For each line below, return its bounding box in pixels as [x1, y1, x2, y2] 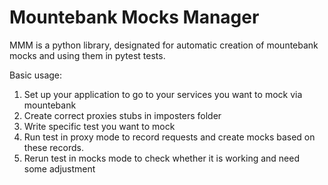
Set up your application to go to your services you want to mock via [23, 88, 303, 100]
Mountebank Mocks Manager [9, 6, 260, 29]
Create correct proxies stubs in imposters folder [23, 109, 222, 121]
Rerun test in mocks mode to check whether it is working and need [23, 152, 300, 164]
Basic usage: [9, 69, 63, 81]
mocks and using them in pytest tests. [9, 49, 166, 61]
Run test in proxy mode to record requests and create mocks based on [23, 131, 316, 143]
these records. [23, 141, 84, 153]
